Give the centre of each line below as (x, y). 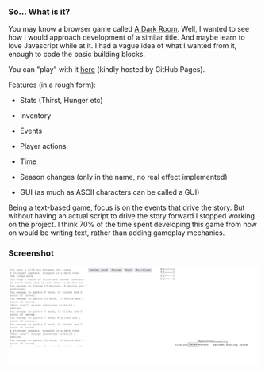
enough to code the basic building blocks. (77, 55)
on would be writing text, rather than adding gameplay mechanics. (117, 233)
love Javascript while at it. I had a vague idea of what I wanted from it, (123, 46)
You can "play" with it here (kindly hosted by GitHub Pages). (107, 70)
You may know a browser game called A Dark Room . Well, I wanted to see (129, 29)
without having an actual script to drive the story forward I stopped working (132, 216)
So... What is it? (39, 12)
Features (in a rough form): (52, 85)
